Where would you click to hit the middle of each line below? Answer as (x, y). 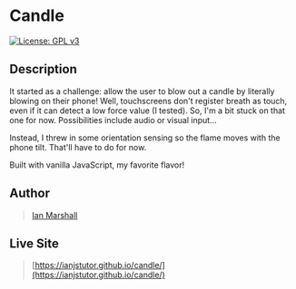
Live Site (34, 243)
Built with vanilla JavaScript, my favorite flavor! (97, 165)
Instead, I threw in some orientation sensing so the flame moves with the (145, 138)
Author (30, 193)
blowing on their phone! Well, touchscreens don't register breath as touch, (148, 101)
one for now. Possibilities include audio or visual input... (113, 120)
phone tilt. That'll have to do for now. (78, 147)
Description (43, 69)
